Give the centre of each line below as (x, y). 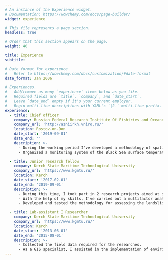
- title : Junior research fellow (44, 161)
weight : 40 (16, 46)
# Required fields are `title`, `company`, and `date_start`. (73, 97)
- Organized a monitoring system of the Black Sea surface (81, 152)
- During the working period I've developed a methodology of (84, 148)
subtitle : (15, 60)
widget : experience (25, 19)
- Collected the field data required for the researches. (80, 245)
